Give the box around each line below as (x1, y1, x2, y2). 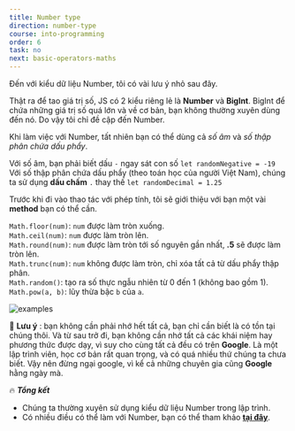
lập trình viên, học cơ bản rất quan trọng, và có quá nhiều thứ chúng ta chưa (9, 349, 287, 359)
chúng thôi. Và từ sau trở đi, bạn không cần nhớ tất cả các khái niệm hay (9, 330, 273, 341)
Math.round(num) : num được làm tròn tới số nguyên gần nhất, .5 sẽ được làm (9, 240, 281, 250)
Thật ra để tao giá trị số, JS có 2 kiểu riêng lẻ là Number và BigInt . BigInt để (9, 96, 285, 106)
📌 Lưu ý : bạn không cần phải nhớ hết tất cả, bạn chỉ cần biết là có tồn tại (9, 320, 276, 331)
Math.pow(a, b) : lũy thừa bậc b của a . (9, 287, 144, 296)
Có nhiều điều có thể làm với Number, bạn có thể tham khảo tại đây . (21, 412, 271, 422)
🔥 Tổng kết (9, 385, 50, 395)
